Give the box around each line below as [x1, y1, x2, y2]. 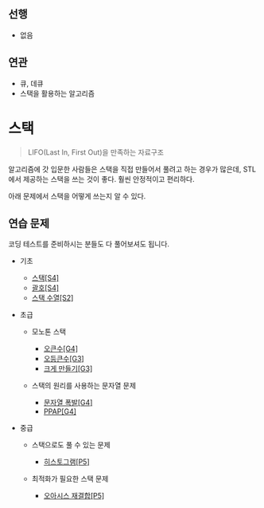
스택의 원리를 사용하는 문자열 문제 [31, 381, 137, 391]
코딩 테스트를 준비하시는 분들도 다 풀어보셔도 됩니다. [8, 239, 169, 249]
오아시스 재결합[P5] [43, 491, 105, 501]
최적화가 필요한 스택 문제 [31, 474, 109, 484]
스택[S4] [31, 274, 60, 283]
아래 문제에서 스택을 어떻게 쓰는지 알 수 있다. [8, 191, 146, 201]
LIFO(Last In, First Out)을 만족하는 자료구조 [27, 147, 165, 157]
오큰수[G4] [43, 344, 78, 353]
